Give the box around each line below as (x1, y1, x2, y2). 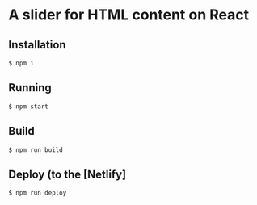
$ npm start (8, 102, 48, 111)
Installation (8, 38, 66, 52)
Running (8, 81, 53, 94)
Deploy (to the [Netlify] (8, 168, 127, 182)
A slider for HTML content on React (8, 6, 249, 24)
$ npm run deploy (8, 189, 67, 197)
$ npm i (8, 59, 35, 67)
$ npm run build (8, 145, 63, 154)
